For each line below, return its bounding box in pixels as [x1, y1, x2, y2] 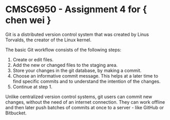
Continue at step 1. [12, 83, 52, 90]
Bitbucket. [5, 110, 27, 116]
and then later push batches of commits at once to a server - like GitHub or [5, 104, 164, 110]
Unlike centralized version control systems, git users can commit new [5, 93, 153, 100]
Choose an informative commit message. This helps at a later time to [12, 73, 158, 79]
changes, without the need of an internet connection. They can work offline [5, 99, 165, 105]
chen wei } [5, 14, 51, 26]
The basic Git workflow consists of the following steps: [5, 46, 122, 53]
